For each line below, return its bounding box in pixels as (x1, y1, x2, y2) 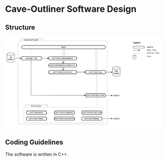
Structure (5, 23, 36, 32)
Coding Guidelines (5, 138, 63, 147)
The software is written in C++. (5, 151, 68, 157)
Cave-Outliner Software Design (5, 3, 137, 15)
